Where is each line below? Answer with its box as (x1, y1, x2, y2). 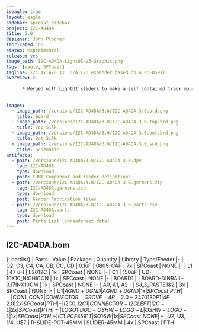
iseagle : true (6, 8, 41, 15)
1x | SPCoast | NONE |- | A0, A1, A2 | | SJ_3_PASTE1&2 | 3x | (42, 281, 188, 288)
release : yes (6, 53, 38, 59)
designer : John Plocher (6, 36, 65, 42)
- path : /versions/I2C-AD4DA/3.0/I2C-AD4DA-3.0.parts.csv (11, 202, 158, 207)
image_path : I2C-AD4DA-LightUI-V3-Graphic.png (6, 58, 123, 64)
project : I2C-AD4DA (6, 25, 54, 31)
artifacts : (6, 152, 33, 158)
